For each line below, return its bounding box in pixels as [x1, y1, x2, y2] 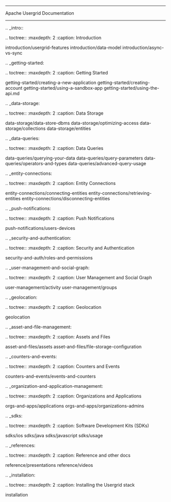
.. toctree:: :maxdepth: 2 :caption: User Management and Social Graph [5, 275, 152, 280]
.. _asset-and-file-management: [5, 324, 72, 330]
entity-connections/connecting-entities [5, 190, 88, 196]
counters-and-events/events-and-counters [5, 373, 96, 379]
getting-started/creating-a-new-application [5, 80, 97, 86]
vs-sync [5, 50, 23, 56]
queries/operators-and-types [5, 161, 67, 166]
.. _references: [5, 442, 36, 448]
